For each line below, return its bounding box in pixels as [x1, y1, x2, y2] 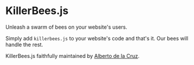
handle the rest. [5, 41, 43, 48]
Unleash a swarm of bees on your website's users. [5, 23, 128, 30]
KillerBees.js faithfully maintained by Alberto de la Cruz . [5, 52, 140, 59]
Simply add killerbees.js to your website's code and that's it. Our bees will [5, 35, 188, 42]
